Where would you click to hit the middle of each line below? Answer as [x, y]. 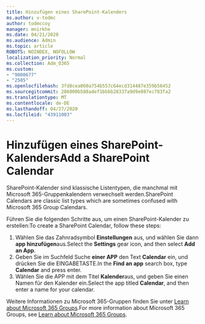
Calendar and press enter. [48, 270]
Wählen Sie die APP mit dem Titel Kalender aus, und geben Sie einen [102, 277]
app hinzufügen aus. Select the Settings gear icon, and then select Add [105, 244]
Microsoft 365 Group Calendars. [47, 207]
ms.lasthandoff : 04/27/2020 [42, 109]
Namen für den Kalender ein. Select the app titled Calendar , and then [102, 283]
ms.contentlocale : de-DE [38, 103]
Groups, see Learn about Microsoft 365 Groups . [67, 315]
